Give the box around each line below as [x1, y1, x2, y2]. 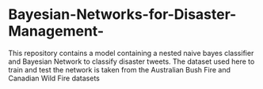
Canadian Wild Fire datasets [8, 73, 101, 83]
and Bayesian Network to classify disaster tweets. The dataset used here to [8, 57, 255, 66]
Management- [8, 22, 105, 40]
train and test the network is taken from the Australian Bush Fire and [8, 65, 231, 74]
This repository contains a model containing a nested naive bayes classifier [8, 48, 254, 57]
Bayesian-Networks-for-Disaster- [8, 6, 237, 24]
